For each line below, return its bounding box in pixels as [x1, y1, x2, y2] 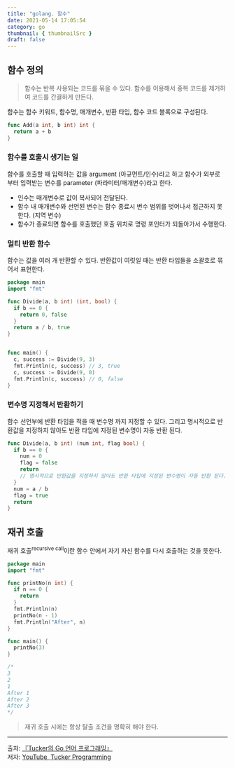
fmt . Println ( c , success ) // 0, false [13, 376, 124, 383]
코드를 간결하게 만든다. [31, 92, 94, 101]
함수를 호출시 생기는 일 [7, 152, 79, 162]
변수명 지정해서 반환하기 [7, 400, 84, 410]
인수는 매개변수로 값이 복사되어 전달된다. [17, 193, 128, 202]
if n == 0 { [13, 586, 49, 593]
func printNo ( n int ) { [7, 580, 73, 587]
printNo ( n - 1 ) [13, 612, 58, 619]
